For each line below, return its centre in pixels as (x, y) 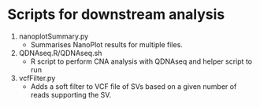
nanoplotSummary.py (54, 36)
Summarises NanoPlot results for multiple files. (106, 44)
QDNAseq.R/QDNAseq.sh (60, 53)
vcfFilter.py (37, 78)
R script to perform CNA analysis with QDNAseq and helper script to (141, 61)
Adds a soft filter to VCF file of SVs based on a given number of (134, 86)
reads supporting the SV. (71, 94)
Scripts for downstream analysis (116, 15)
